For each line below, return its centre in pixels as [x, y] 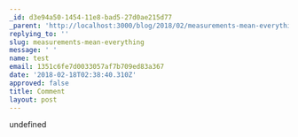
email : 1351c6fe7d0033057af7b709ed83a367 [87, 67]
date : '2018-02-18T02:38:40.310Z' [73, 75]
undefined [28, 125]
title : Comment [37, 91]
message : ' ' [33, 50]
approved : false [39, 83]
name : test [29, 58]
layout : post [33, 99]
